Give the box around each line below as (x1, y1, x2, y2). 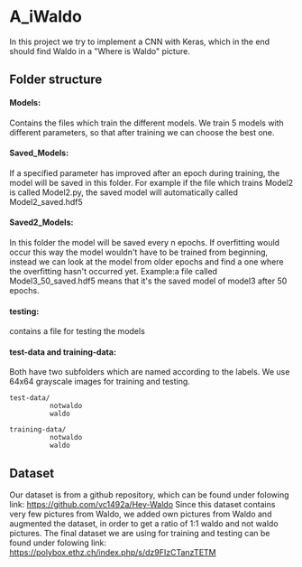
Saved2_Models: (9, 217, 74, 228)
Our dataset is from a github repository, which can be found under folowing (9, 489, 289, 500)
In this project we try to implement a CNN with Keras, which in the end (9, 36, 270, 47)
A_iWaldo (9, 6, 83, 27)
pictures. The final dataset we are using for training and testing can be (9, 528, 270, 539)
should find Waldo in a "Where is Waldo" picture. (9, 45, 191, 56)
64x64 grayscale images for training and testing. (9, 376, 191, 387)
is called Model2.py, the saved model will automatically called (9, 187, 239, 198)
